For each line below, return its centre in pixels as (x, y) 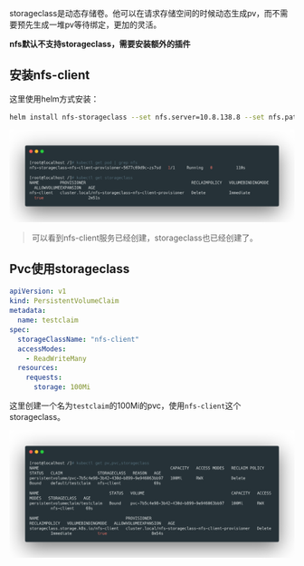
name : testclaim (48, 320)
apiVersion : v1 (38, 292)
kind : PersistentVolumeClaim (64, 301)
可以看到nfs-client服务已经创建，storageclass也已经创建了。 (144, 238)
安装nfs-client (50, 75)
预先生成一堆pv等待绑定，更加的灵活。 (89, 24)
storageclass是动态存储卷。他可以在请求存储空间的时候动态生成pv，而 (141, 13)
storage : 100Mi (62, 387)
